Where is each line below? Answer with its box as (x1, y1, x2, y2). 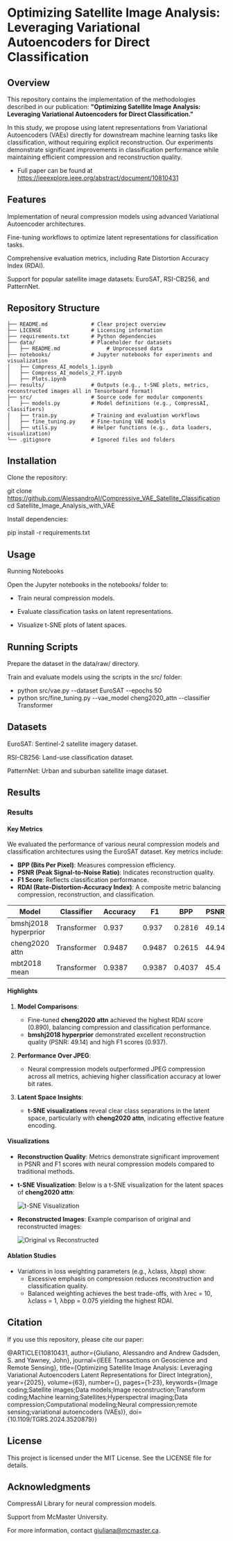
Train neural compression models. (17, 594, 115, 602)
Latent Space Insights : (17, 1092, 84, 1101)
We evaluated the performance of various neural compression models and (7, 840, 220, 849)
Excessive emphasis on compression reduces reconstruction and (27, 1274, 214, 1283)
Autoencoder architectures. (7, 219, 86, 228)
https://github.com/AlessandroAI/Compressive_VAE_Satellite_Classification (7, 494, 221, 503)
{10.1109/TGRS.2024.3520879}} (7, 1415, 98, 1423)
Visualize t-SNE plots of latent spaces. (17, 621, 127, 629)
